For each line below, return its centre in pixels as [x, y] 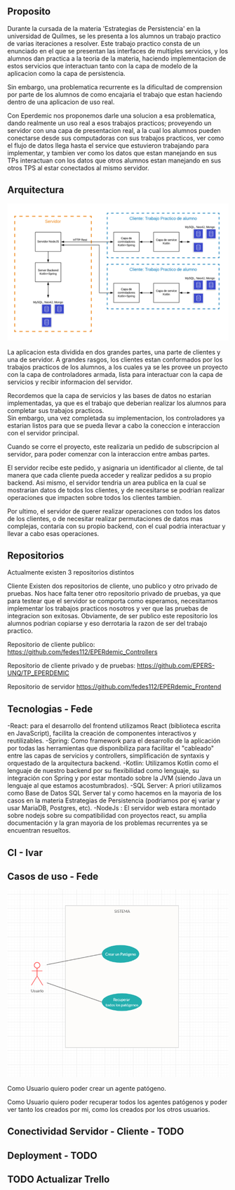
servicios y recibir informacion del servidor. [70, 382]
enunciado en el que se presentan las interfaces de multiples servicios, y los [118, 51]
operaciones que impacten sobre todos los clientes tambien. [95, 497]
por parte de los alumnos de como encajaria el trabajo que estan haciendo [115, 94]
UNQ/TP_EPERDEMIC [38, 673]
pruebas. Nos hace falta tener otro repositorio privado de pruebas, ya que [114, 594]
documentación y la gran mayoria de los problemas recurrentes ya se [108, 823]
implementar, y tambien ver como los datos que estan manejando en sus [112, 153]
